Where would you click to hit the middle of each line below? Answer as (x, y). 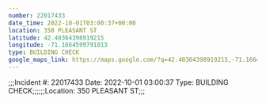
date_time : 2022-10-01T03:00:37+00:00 (72, 23)
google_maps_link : (38, 60)
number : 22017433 (37, 15)
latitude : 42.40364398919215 (56, 38)
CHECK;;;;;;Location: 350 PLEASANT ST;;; (76, 90)
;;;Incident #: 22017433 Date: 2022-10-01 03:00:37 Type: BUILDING (118, 82)
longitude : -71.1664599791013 (58, 45)
